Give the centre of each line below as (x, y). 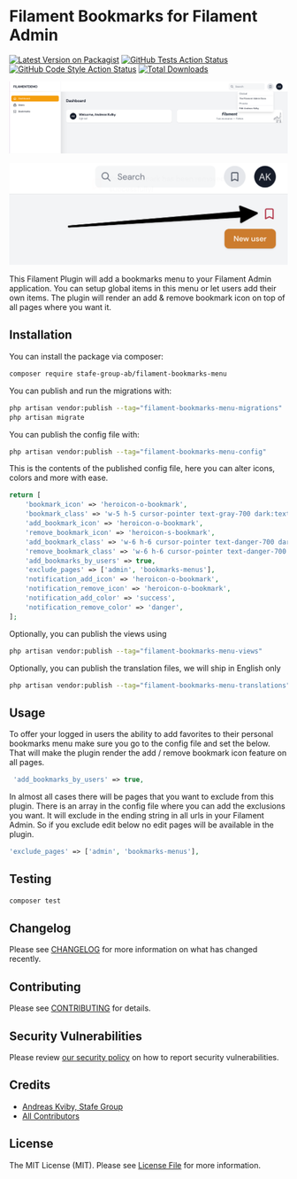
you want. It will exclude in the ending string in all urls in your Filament (137, 816)
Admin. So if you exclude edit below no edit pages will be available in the (141, 825)
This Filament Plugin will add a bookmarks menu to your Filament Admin (141, 279)
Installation (41, 335)
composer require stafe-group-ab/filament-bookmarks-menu (118, 374)
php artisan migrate (47, 417)
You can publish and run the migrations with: (91, 391)
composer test (35, 901)
